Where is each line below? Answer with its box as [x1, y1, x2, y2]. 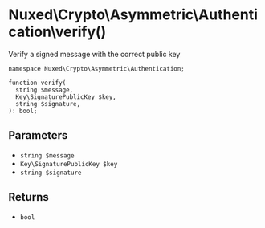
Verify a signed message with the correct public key [8, 49, 181, 59]
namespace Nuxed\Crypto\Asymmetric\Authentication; [8, 64, 185, 73]
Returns [8, 190, 50, 204]
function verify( [8, 79, 67, 87]
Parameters [8, 128, 68, 142]
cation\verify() [8, 22, 107, 41]
